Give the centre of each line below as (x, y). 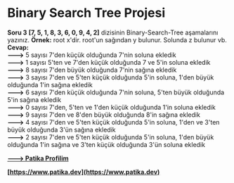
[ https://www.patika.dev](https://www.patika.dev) (84, 172)
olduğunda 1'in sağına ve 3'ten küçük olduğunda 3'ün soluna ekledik (106, 144)
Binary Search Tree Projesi (86, 13)
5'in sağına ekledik (34, 99)
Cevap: (18, 47)
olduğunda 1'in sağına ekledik (50, 84)
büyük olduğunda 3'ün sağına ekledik (61, 130)
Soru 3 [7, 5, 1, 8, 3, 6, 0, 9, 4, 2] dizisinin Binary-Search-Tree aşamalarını (113, 32)
